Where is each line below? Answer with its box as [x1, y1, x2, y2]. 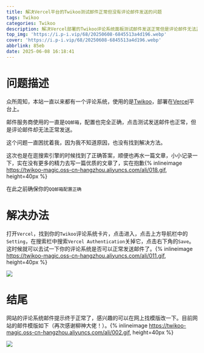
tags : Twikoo [6, 15, 39, 21]
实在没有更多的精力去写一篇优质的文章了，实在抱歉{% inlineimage [16, 159, 182, 166]
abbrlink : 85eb [6, 43, 45, 49]
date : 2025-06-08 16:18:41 [6, 49, 75, 55]
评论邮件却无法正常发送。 [11, 126, 76, 133]
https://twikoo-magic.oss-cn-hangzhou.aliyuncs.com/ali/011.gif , [6, 252, 166, 259]
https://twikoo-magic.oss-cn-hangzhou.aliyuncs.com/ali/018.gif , [6, 166, 168, 173]
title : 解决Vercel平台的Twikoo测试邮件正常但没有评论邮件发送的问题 [6, 9, 162, 15]
